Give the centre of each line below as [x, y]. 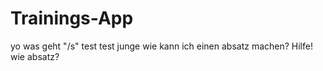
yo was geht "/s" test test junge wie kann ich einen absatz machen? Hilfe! [161, 46]
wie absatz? [35, 56]
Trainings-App [72, 18]
